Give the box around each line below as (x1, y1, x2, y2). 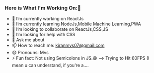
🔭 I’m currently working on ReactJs (11, 16, 84, 22)
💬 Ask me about (11, 37, 45, 43)
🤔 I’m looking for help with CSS (11, 32, 76, 38)
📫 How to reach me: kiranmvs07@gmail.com (11, 42, 105, 49)
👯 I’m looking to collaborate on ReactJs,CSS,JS (11, 26, 108, 32)
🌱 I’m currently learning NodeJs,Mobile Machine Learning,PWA (11, 21, 141, 27)
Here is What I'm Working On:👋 (4, 4, 81, 11)
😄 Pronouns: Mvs (11, 50, 49, 56)
